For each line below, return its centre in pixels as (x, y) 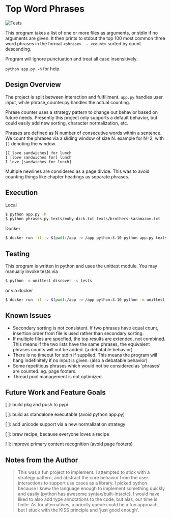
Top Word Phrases (45, 9)
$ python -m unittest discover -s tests (49, 281)
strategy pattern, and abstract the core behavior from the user (83, 478)
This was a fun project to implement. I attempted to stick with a (84, 472)
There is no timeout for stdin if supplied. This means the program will (85, 355)
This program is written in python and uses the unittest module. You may (81, 266)
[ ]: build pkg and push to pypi (37, 405)
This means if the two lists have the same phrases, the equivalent (81, 344)
